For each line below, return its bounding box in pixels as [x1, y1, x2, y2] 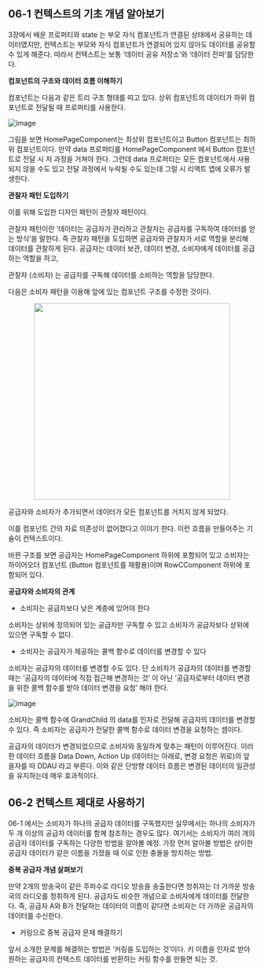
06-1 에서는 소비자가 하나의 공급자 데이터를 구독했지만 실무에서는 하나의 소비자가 [8, 818, 256, 828]
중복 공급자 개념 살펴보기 [8, 864, 83, 874]
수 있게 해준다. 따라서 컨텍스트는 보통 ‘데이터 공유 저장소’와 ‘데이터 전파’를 [8, 50, 233, 59]
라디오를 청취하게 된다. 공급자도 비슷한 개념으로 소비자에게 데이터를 [22, 891, 229, 900]
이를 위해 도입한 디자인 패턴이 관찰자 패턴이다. [8, 207, 149, 216]
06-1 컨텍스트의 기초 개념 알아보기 [8, 7, 165, 21]
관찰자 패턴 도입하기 [8, 190, 69, 200]
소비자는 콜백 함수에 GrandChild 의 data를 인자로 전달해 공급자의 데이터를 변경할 [8, 715, 256, 724]
